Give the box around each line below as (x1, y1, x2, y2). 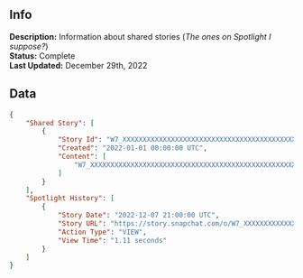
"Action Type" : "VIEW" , (57, 227, 147, 236)
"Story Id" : (57, 135, 103, 144)
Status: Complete (9, 50, 76, 61)
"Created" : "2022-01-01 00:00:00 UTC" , (57, 144, 207, 153)
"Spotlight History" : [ (25, 194, 115, 203)
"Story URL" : (57, 219, 106, 228)
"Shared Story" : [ (25, 118, 95, 127)
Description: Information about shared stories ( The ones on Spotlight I (9, 31, 272, 42)
